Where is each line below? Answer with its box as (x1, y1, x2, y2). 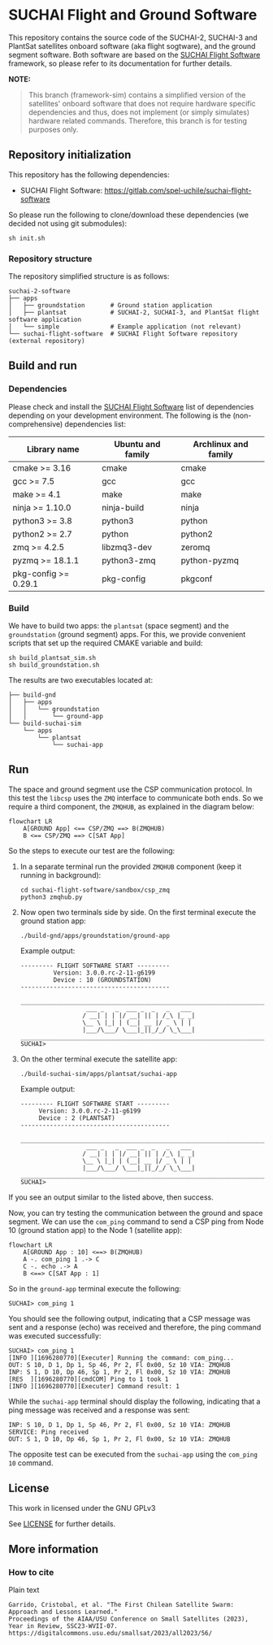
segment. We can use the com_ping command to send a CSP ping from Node (8, 1217, 264, 1226)
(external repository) (8, 337, 85, 345)
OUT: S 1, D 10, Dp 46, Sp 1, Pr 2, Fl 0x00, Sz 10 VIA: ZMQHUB (8, 1434, 231, 1443)
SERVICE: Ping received (8, 1428, 89, 1436)
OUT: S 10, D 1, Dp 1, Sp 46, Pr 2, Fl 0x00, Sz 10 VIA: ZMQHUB (8, 1361, 231, 1369)
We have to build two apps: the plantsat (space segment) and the (8, 621, 229, 631)
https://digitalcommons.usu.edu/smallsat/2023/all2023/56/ (8, 1630, 213, 1638)
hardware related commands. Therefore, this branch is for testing (28, 115, 248, 125)
